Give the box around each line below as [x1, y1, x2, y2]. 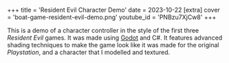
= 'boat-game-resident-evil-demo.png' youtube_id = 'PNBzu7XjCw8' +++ [7, 13, 217, 21]
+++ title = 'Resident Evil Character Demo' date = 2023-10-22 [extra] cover [7, 6, 220, 14]
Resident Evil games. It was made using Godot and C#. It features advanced [7, 34, 223, 42]
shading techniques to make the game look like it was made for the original [7, 41, 219, 49]
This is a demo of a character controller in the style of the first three [7, 27, 199, 34]
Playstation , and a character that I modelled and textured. [7, 48, 171, 56]
